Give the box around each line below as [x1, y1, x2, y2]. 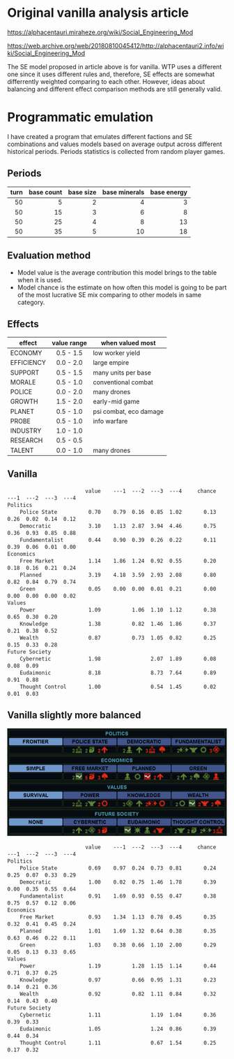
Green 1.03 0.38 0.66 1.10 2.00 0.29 [19, 942, 217, 949]
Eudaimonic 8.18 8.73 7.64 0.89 [19, 669, 217, 676]
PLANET [10, 407, 35, 415]
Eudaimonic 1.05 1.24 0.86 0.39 [19, 1025, 217, 1032]
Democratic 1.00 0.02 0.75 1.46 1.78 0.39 [19, 879, 217, 886]
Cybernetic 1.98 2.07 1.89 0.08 [19, 655, 217, 662]
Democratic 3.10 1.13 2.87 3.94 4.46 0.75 [19, 522, 217, 529]
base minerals [102, 188, 145, 196]
